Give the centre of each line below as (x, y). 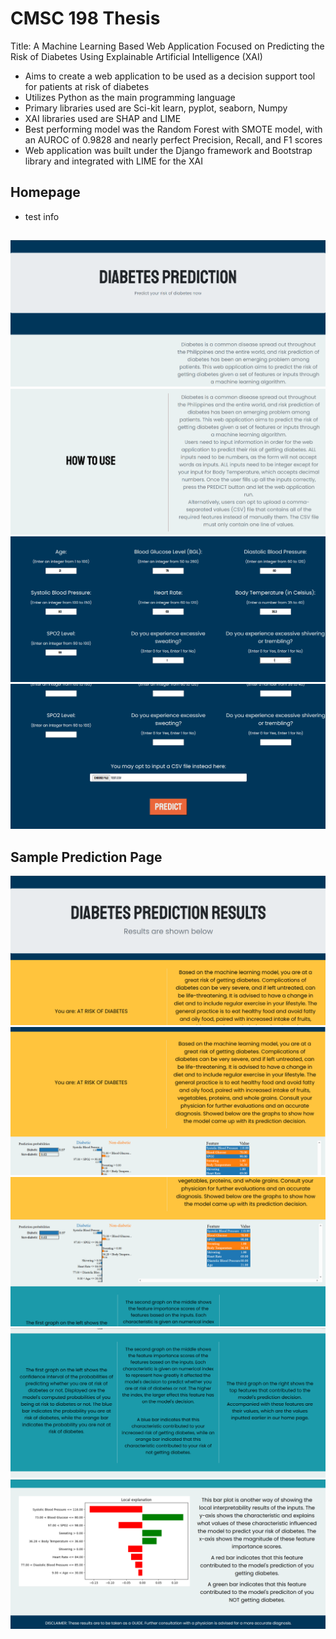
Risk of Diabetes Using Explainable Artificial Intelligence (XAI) (136, 56)
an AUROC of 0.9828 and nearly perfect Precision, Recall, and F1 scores (173, 139)
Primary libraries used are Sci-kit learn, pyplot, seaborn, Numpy (156, 108)
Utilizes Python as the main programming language (130, 97)
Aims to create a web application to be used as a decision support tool (170, 76)
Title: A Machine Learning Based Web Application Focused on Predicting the (167, 46)
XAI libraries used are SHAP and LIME (103, 118)
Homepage (45, 192)
